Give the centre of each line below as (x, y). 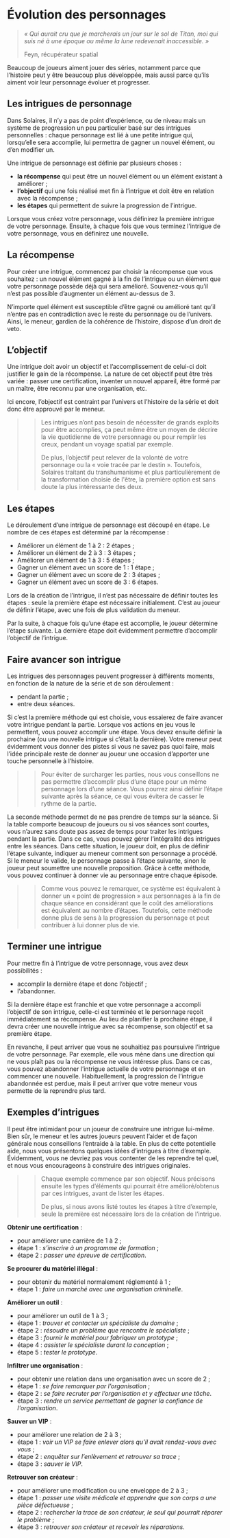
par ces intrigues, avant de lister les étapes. (102, 1193)
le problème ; (36, 1519)
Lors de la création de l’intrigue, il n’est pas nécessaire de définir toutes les (113, 596)
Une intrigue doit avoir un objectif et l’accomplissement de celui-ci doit (107, 367)
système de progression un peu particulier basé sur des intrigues (99, 128)
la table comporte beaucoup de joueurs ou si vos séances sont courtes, (108, 824)
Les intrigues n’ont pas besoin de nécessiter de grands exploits (130, 422)
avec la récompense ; (47, 198)
